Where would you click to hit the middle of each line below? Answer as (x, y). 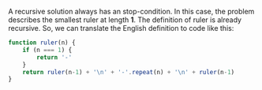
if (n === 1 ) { (47, 50)
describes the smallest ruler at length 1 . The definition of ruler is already (125, 20)
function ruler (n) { (42, 43)
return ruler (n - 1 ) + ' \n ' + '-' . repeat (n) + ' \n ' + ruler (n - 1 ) (129, 72)
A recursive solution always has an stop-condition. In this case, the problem (131, 11)
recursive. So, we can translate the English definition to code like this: (121, 28)
